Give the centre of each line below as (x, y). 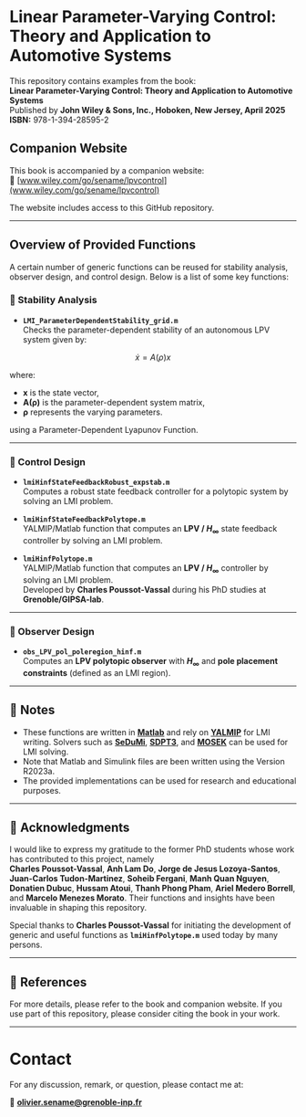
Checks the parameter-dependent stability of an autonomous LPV (146, 330)
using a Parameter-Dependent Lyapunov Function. (104, 429)
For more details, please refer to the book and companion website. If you (146, 1004)
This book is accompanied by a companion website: (107, 170)
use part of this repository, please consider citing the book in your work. (145, 1014)
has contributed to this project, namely (82, 859)
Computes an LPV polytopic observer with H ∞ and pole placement (150, 662)
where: (23, 374)
